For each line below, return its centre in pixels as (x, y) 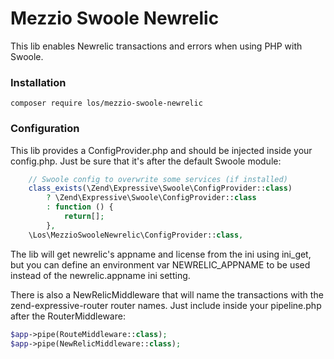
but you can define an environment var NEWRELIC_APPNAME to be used (160, 264)
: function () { (80, 207)
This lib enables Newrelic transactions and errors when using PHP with (156, 46)
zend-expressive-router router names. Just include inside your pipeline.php (166, 305)
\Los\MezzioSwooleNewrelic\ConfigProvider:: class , (136, 235)
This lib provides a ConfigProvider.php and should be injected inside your (161, 150)
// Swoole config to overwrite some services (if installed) (158, 179)
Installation (38, 82)
